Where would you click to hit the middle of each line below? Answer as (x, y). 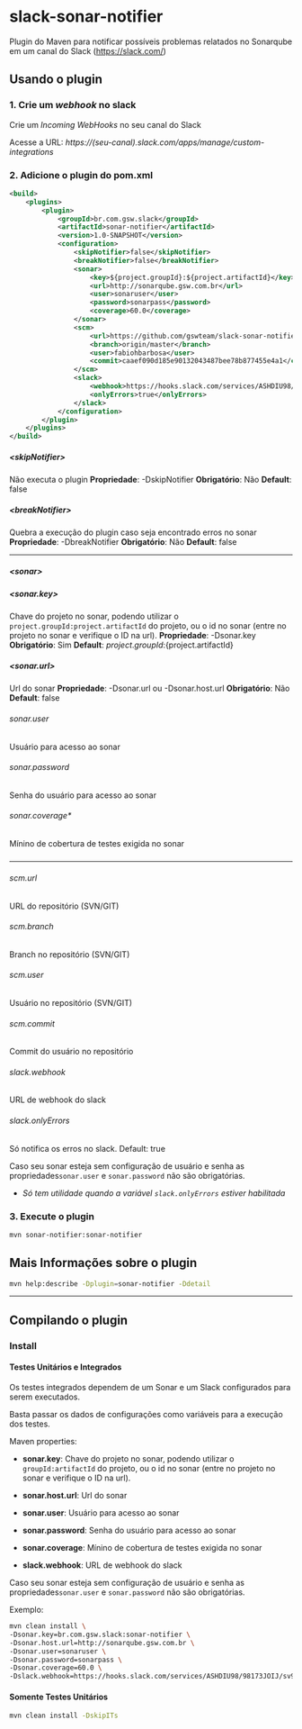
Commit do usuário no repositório (71, 1052)
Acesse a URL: (36, 142)
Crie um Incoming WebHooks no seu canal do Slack (106, 124)
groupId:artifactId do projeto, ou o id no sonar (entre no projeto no (149, 1468)
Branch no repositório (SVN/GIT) (70, 954)
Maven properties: (44, 1441)
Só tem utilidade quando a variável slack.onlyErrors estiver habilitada (154, 1193)
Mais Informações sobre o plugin (103, 1263)
